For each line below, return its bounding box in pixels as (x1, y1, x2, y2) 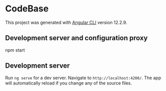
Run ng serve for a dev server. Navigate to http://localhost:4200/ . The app (5, 75, 162, 81)
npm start (5, 47, 25, 53)
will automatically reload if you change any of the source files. (5, 80, 132, 86)
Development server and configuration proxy (5, 34, 148, 42)
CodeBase (5, 3, 49, 14)
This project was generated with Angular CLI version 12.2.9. (5, 19, 128, 25)
